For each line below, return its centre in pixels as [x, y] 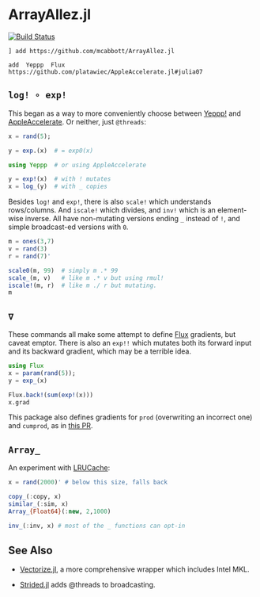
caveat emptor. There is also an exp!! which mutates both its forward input [130, 343]
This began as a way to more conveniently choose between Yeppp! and [124, 113]
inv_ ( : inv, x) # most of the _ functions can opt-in [97, 526]
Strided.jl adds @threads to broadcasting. [87, 585]
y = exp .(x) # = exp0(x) [51, 151]
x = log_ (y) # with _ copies [58, 187]
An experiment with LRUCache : [59, 468]
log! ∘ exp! [38, 95]
